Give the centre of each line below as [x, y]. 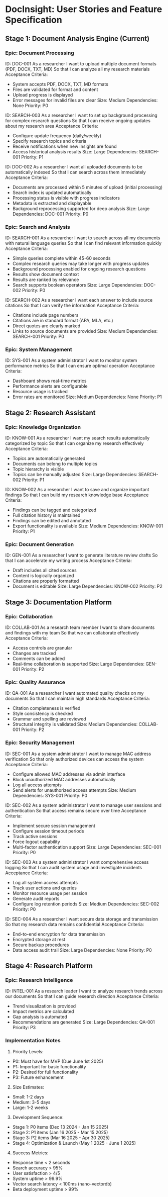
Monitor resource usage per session [50, 893]
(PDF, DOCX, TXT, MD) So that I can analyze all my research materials [77, 69]
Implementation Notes [33, 1041]
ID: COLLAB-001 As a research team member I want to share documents [80, 627]
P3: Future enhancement [38, 1077]
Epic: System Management [39, 349]
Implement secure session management [54, 825]
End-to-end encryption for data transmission [59, 934]
